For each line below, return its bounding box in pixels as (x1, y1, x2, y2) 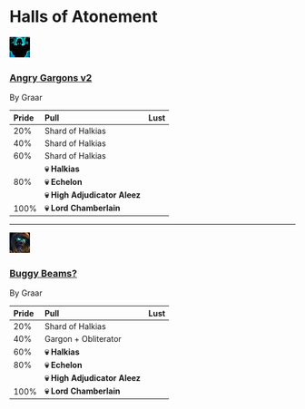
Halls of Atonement (9, 6, 158, 27)
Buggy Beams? (9, 267, 77, 279)
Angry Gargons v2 (9, 71, 93, 83)
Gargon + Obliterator (44, 334, 123, 345)
